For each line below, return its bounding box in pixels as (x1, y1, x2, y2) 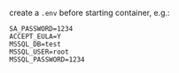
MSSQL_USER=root (9, 47, 69, 56)
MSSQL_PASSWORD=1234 (9, 55, 86, 64)
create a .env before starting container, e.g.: (9, 8, 170, 18)
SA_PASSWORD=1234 (9, 25, 74, 33)
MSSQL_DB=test (9, 40, 62, 48)
